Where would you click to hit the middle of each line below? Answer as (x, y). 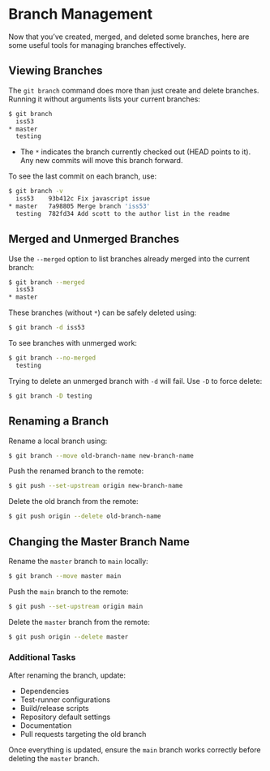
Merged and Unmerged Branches (94, 239)
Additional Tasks (42, 657)
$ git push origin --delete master (69, 637)
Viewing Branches (56, 71)
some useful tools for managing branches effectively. (97, 45)
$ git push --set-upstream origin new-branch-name (96, 486)
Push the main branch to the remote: (69, 591)
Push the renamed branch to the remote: (76, 471)
